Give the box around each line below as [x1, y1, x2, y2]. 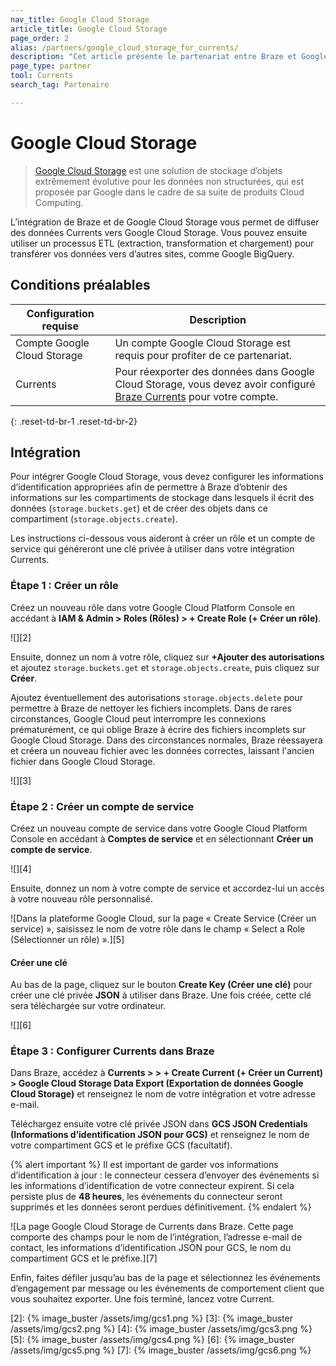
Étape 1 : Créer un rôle [10, 579, 119, 593]
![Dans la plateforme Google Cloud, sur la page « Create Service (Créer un [10, 912, 317, 924]
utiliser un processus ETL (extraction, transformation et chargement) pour [10, 237, 315, 249]
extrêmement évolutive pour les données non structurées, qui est [34, 175, 304, 187]
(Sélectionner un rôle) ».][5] [10, 933, 125, 945]
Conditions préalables [10, 277, 151, 294]
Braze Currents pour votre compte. [114, 389, 279, 403]
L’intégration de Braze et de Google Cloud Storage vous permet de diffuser [10, 216, 320, 228]
